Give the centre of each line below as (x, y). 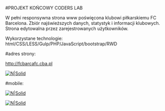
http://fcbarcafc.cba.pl (29, 63)
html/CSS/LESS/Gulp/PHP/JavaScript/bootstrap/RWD (61, 44)
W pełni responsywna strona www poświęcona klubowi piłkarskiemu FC (81, 18)
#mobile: (15, 83)
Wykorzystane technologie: (34, 38)
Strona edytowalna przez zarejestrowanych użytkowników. (67, 29)
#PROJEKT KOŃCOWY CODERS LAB (44, 8)
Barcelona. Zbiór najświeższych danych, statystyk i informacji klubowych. (83, 23)
